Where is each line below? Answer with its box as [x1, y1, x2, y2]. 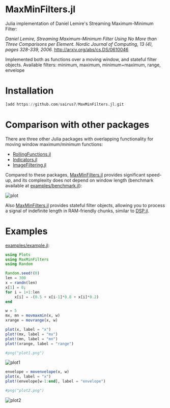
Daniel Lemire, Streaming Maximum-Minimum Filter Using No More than [5, 36, 157, 42]
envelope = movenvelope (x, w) [5, 369, 70, 374]
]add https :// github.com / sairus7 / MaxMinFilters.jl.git [5, 102, 124, 107]
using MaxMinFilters [5, 257, 49, 262]
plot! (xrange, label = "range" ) [5, 341, 74, 346]
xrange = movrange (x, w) [5, 318, 58, 323]
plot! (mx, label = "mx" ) [5, 332, 58, 337]
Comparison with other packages [5, 119, 150, 130]
